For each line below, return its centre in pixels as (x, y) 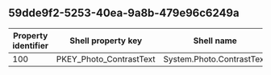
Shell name (215, 41)
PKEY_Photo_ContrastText (106, 59)
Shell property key (106, 41)
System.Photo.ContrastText (215, 59)
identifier (30, 45)
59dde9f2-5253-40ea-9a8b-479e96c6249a (124, 13)
